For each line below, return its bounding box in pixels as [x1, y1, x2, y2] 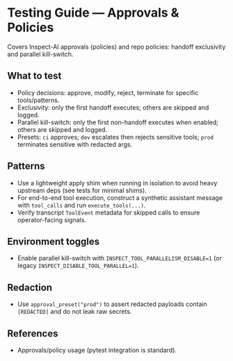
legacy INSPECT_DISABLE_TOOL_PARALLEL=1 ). [17, 262, 139, 270]
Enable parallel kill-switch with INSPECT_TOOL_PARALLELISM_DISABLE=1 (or [17, 254, 223, 262]
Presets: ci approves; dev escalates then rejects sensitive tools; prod [17, 133, 214, 141]
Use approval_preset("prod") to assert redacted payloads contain [17, 300, 207, 308]
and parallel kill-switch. [7, 50, 74, 58]
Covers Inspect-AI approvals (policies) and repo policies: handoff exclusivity [7, 42, 226, 51]
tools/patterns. [17, 96, 60, 104]
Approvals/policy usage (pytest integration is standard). [17, 346, 177, 354]
